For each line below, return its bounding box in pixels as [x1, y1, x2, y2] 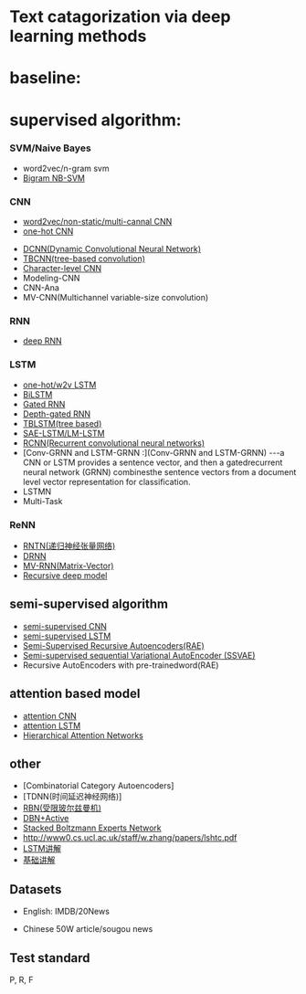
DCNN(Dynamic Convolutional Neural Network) [22, 244, 202, 255]
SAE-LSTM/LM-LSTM [22, 428, 105, 439]
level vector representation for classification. [22, 476, 191, 487]
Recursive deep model [22, 570, 108, 581]
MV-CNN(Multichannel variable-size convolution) [22, 292, 209, 303]
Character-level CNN [22, 263, 102, 274]
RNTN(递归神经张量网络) [22, 541, 116, 552]
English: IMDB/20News [22, 906, 110, 917]
